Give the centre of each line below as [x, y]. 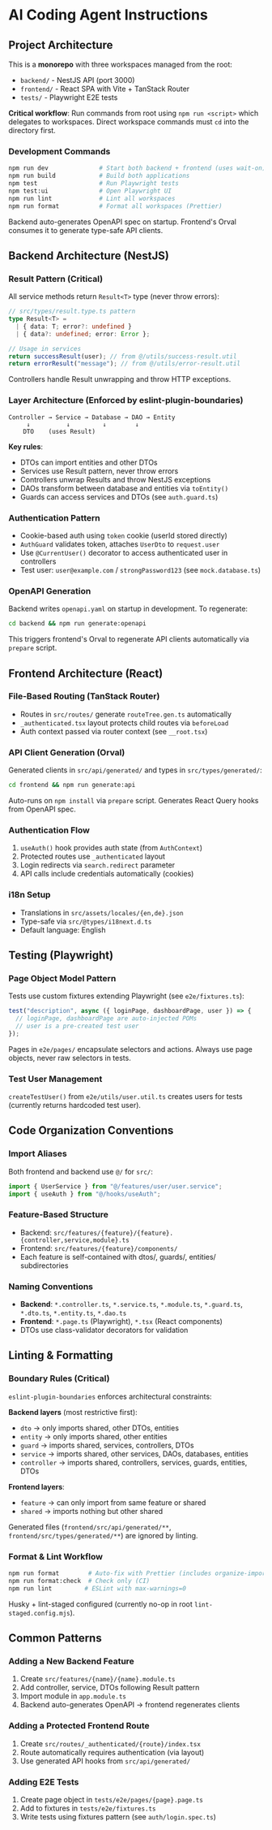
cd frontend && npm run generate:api [72, 785]
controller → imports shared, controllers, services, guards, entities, [134, 1462]
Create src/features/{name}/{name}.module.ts [98, 1679]
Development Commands [59, 151]
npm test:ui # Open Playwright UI [90, 191]
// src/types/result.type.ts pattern [72, 311]
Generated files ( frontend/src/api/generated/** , [90, 1527]
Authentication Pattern [55, 517]
